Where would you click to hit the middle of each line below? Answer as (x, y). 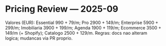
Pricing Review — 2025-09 (62, 9)
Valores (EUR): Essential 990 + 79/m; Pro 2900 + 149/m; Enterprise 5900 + (82, 23)
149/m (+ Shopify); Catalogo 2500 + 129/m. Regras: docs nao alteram (76, 33)
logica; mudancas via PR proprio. (39, 38)
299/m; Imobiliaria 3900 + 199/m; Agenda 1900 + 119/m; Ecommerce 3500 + (83, 27)
